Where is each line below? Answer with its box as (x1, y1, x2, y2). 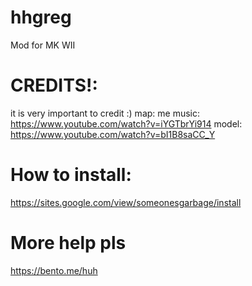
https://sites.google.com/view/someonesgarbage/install (10, 196, 242, 208)
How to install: (10, 164, 132, 186)
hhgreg (10, 6, 72, 29)
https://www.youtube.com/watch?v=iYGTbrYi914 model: (10, 117, 243, 130)
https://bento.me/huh (10, 264, 98, 276)
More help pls (10, 232, 127, 254)
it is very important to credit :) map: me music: (10, 107, 201, 119)
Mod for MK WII (10, 39, 76, 51)
